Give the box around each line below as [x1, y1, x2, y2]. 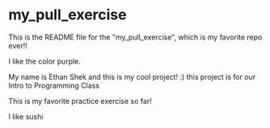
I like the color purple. [8, 56, 81, 66]
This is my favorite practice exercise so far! [8, 96, 152, 105]
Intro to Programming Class [8, 81, 99, 90]
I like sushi [8, 111, 44, 122]
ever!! [8, 40, 27, 50]
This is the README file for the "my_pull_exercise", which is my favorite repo [8, 32, 263, 42]
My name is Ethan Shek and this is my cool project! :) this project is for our [8, 72, 256, 81]
